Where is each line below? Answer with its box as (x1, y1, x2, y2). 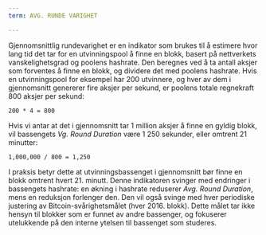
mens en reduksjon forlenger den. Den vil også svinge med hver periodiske (8, 192, 255, 202)
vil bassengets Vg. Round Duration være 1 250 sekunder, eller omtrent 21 (8, 129, 247, 139)
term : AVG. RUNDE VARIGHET (8, 11, 98, 20)
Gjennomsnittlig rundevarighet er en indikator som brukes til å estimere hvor (8, 41, 258, 50)
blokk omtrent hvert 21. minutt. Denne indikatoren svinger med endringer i (8, 175, 251, 185)
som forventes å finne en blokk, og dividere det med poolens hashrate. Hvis (8, 65, 257, 76)
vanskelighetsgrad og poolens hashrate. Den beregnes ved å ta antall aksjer (8, 57, 258, 67)
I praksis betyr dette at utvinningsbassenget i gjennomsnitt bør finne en (8, 166, 243, 176)
